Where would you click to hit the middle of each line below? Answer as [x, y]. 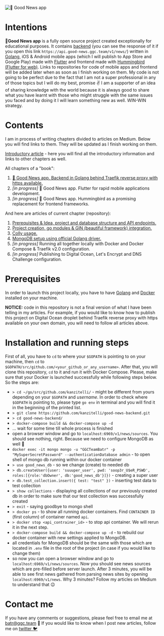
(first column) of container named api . [51, 516]
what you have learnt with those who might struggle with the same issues [79, 95]
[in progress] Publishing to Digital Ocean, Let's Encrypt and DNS [77, 254]
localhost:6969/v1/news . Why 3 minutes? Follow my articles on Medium [84, 579]
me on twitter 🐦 [21, 628]
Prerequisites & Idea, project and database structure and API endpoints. [84, 222]
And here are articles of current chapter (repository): [58, 213]
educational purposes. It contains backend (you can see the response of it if [82, 46]
